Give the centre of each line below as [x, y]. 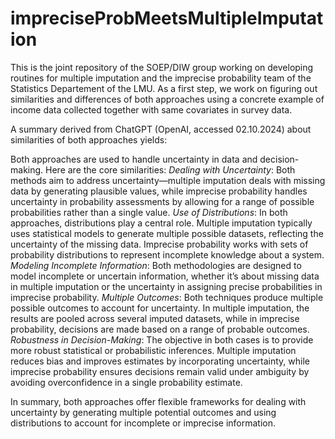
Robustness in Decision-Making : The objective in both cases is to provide [162, 339]
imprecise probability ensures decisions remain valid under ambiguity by [160, 371]
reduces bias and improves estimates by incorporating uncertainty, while [160, 361]
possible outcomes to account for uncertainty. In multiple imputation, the [160, 308]
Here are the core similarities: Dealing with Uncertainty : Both [170, 169]
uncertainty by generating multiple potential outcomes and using [143, 412]
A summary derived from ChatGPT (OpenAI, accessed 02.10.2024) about [161, 129]
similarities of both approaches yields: [89, 139]
